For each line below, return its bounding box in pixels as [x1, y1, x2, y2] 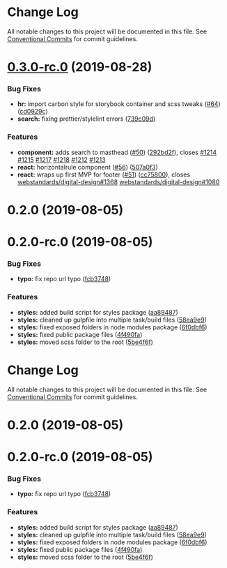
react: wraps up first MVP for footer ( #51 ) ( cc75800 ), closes [17, 170, 190, 179]
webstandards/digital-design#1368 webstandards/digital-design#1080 [17, 177, 220, 186]
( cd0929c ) [17, 107, 49, 116]
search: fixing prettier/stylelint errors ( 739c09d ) [17, 114, 156, 123]
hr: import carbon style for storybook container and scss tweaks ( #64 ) [17, 100, 221, 108]
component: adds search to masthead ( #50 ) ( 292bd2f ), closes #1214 [17, 148, 217, 156]
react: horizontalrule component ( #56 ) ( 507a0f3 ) [17, 163, 159, 171]
